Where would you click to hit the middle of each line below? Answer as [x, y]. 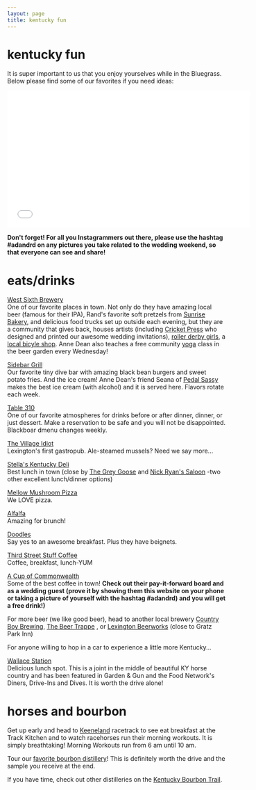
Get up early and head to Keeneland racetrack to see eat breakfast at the [112, 730]
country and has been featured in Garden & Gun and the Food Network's [111, 676]
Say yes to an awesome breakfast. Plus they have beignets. [92, 542]
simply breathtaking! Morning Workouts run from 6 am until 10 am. [102, 745]
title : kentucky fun [37, 20]
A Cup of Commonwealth [43, 576]
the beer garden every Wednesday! [58, 351]
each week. [24, 394]
